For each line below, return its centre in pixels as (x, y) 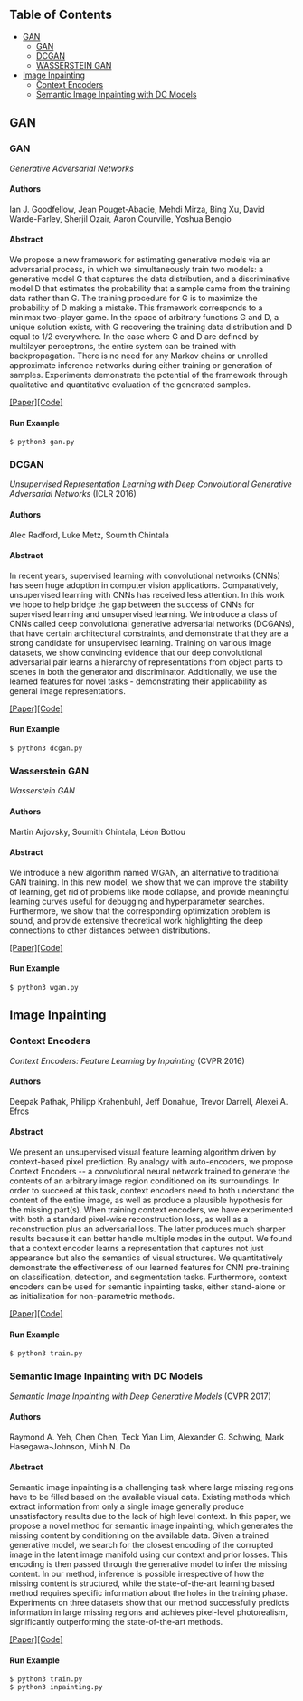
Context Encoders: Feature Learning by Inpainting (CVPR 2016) (128, 1060)
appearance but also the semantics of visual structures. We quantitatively (146, 1258)
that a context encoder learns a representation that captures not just (137, 1249)
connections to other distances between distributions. (110, 930)
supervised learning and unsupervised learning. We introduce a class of (143, 613)
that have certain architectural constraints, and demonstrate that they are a (149, 633)
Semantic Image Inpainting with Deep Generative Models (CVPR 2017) (140, 1396)
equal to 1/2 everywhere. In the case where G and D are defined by (134, 336)
